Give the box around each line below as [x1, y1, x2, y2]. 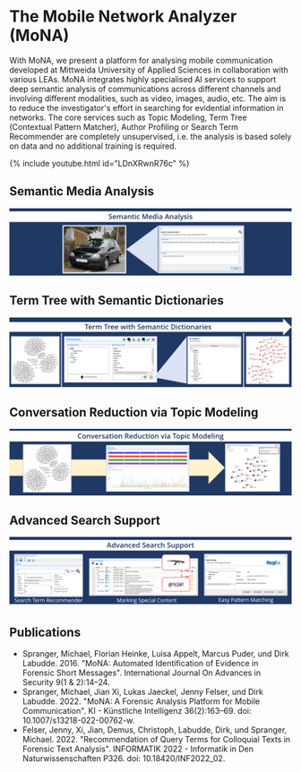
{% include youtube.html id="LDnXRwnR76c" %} [9, 158, 190, 168]
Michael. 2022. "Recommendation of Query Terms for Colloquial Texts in [21, 734, 291, 745]
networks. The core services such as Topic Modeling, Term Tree [9, 112, 248, 123]
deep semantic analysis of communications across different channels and [9, 83, 281, 94]
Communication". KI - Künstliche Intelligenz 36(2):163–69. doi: [21, 706, 252, 716]
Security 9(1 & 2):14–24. [21, 677, 110, 688]
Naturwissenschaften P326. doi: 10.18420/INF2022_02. [21, 753, 226, 764]
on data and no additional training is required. [9, 141, 177, 151]
